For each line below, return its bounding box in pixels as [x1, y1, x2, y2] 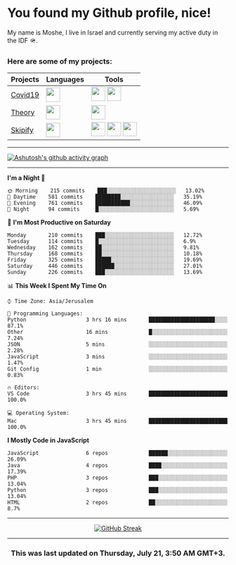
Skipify [11, 125, 34, 135]
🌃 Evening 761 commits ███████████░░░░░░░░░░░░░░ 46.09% [7, 199, 202, 207]
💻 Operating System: [7, 410, 70, 417]
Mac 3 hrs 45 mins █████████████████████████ [7, 418, 228, 425]
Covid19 [11, 90, 40, 100]
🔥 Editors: [7, 384, 40, 392]
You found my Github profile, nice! [7, 5, 211, 21]
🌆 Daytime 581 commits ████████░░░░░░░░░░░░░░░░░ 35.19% [7, 194, 202, 201]
